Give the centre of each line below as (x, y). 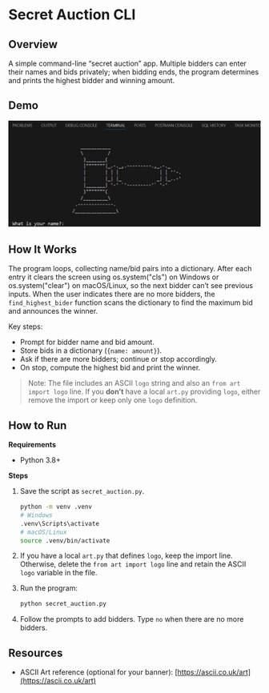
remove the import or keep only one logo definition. (112, 400)
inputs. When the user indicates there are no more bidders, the (112, 294)
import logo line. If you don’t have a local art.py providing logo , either (144, 392)
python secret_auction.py (63, 604)
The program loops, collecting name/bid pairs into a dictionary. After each (130, 269)
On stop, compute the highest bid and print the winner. (110, 368)
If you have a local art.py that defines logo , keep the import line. (126, 556)
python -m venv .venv (56, 507)
